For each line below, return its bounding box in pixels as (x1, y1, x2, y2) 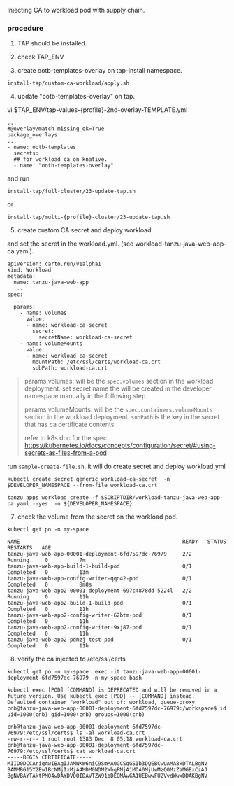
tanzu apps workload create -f (7, 494, 98, 501)
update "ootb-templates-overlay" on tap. (17, 92, 135, 101)
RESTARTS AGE (7, 545, 52, 552)
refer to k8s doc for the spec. (24, 434, 109, 442)
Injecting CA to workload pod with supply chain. (7, 6, 145, 14)
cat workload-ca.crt (75, 748, 136, 755)
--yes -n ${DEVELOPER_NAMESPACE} (32, 500, 133, 507)
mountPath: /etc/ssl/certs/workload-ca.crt (32, 358, 161, 366)
